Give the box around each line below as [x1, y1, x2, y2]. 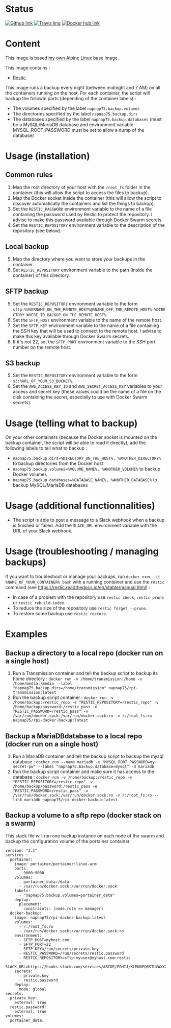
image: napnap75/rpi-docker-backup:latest [14, 915, 106, 920]
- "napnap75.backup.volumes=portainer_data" [18, 893, 115, 898]
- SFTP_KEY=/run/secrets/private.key [18, 946, 99, 951]
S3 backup [5, 359, 40, 367]
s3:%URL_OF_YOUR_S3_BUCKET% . [12, 378, 74, 384]
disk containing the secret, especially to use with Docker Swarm [12, 394, 148, 400]
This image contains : [5, 64, 50, 71]
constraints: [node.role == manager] [23, 906, 103, 911]
